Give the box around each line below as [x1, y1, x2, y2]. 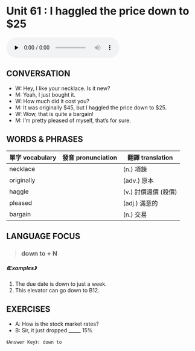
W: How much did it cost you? [14, 97, 89, 105]
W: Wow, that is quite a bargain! [14, 110, 94, 117]
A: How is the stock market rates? [14, 320, 99, 327]
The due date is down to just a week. [14, 280, 107, 288]
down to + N [21, 249, 58, 257]
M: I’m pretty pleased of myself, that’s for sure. [14, 117, 132, 124]
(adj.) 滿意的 [123, 199, 158, 207]
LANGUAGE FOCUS [6, 231, 80, 241]
